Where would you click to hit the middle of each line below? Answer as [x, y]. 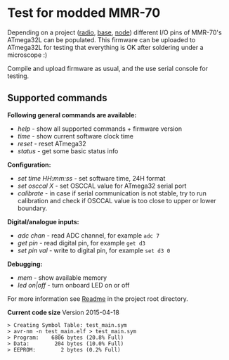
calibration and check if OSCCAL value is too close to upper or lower [117, 200]
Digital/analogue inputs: [43, 221]
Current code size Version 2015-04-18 [63, 312]
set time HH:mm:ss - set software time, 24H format [91, 178]
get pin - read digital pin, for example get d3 [81, 243]
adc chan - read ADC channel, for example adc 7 [89, 235]
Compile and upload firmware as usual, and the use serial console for [108, 68]
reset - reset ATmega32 [52, 143]
